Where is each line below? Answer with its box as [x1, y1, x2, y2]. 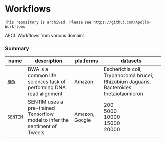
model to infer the [28, 117, 69, 124]
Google [74, 117, 91, 124]
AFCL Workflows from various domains [5, 32, 85, 38]
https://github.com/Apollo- [93, 20, 152, 25]
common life [28, 72, 57, 79]
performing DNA [28, 85, 66, 91]
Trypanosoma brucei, [103, 72, 154, 79]
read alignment [28, 90, 63, 97]
